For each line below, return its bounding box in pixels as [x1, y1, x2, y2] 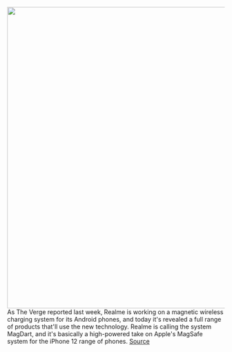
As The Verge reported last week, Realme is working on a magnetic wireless [7, 308, 224, 316]
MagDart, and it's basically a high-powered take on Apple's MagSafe [7, 330, 203, 338]
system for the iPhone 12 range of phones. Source [7, 338, 150, 345]
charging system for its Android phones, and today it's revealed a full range [7, 315, 222, 323]
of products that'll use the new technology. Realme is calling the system [7, 322, 212, 331]
